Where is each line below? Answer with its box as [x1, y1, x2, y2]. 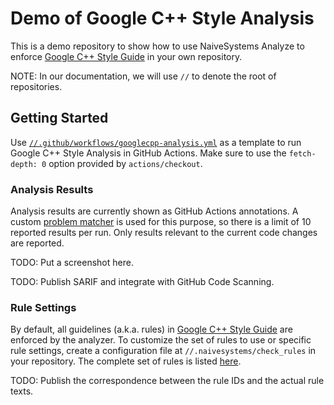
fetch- [288, 148, 317, 159]
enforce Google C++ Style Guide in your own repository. [10, 50, 243, 62]
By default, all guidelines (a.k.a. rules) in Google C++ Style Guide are [10, 323, 293, 336]
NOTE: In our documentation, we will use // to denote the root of [10, 70, 277, 82]
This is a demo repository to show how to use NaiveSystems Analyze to [10, 40, 305, 52]
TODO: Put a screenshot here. [10, 257, 134, 269]
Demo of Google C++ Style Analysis [10, 7, 315, 30]
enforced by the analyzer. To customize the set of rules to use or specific [10, 334, 312, 346]
